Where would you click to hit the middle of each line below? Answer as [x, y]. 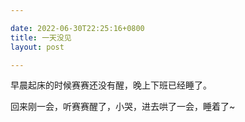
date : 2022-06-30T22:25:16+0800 [77, 28]
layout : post [37, 47]
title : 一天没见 [41, 37]
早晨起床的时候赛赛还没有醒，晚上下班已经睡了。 [111, 85]
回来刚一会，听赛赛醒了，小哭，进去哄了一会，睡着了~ [123, 107]
